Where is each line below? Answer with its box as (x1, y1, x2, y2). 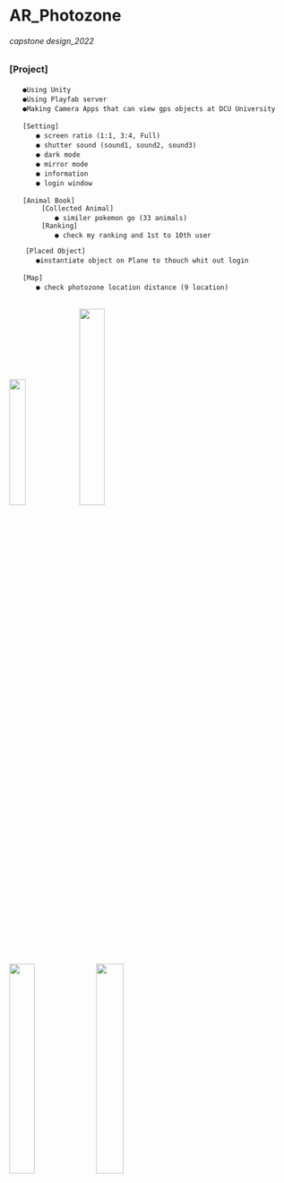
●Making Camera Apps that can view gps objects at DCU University (22, 104, 276, 113)
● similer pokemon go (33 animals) (55, 213, 188, 222)
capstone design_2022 (9, 35, 94, 46)
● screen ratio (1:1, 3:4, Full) (35, 131, 161, 140)
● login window (35, 178, 92, 188)
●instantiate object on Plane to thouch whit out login (35, 256, 249, 265)
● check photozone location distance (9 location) (35, 283, 229, 292)
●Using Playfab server (22, 95, 108, 104)
